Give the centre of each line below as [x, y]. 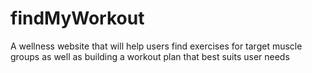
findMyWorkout [77, 18]
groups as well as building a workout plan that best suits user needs [150, 56]
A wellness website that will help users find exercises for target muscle [156, 46]
